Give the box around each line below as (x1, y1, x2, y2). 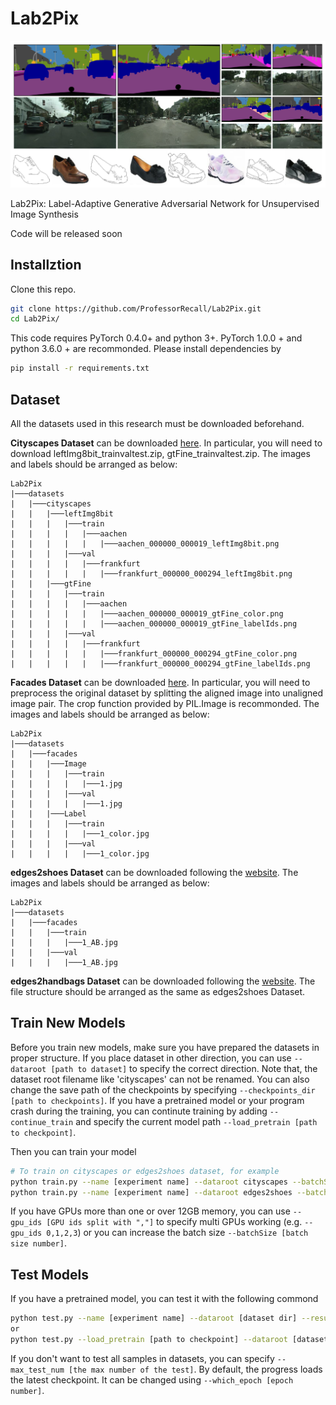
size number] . (10, 1237, 67, 1249)
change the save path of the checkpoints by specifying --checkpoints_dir (10, 1083, 316, 1096)
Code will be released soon (10, 227, 123, 239)
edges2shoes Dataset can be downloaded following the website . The (10, 866, 299, 878)
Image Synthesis (10, 208, 79, 220)
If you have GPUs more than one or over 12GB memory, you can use (10, 1205, 291, 1217)
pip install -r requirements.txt (10, 363, 150, 374)
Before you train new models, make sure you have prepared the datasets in (10, 1041, 320, 1053)
